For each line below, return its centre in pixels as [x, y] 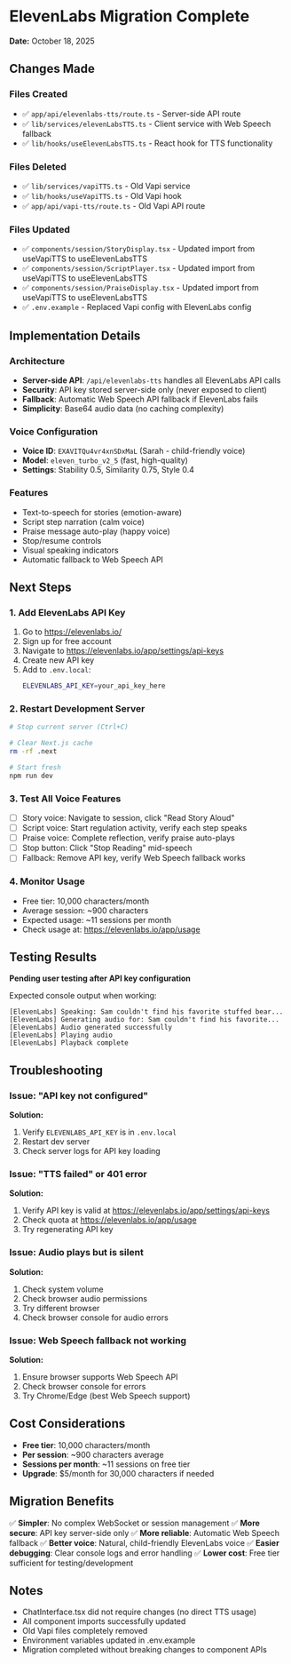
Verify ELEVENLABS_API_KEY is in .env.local [99, 1132]
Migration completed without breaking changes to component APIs [145, 1650]
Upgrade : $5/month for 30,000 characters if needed [118, 1473]
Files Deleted [38, 166]
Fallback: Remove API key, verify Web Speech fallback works [134, 858]
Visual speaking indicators [70, 550]
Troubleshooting [56, 1070]
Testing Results [53, 957]
